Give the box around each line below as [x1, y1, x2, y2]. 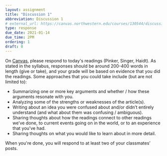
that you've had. [12, 125, 46, 131]
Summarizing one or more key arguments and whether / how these [12, 88, 150, 94]
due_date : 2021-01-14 [5, 30, 50, 35]
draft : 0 [5, 44, 23, 49]
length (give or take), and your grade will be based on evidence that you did [5, 68, 161, 74]
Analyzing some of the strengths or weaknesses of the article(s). [12, 99, 145, 104]
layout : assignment [5, 7, 46, 12]
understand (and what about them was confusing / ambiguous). [12, 109, 143, 115]
